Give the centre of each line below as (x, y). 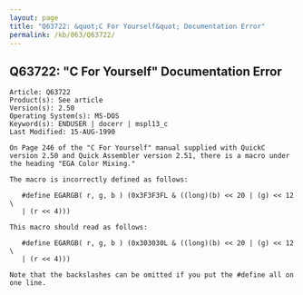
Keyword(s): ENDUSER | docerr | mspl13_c (89, 124)
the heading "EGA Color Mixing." (73, 164)
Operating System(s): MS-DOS (64, 116)
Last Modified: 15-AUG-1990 (63, 133)
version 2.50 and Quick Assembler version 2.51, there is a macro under (150, 156)
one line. (28, 283)
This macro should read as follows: (78, 228)
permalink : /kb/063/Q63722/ (63, 34)
